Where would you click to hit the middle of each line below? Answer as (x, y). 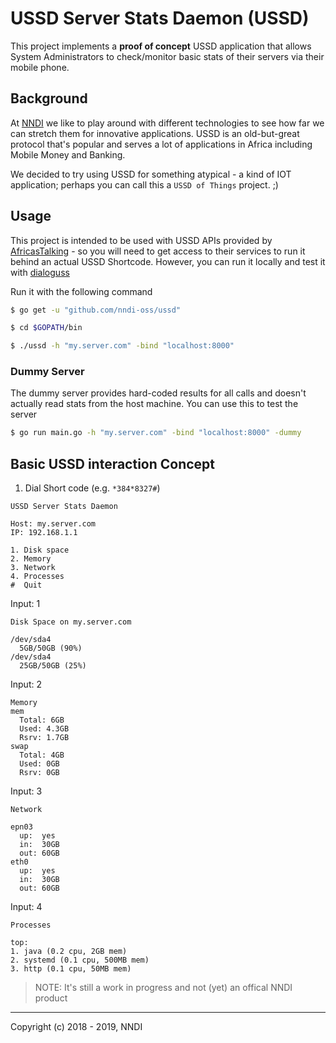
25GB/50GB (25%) (53, 666)
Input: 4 (26, 907)
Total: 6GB (42, 720)
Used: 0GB (39, 764)
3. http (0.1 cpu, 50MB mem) (71, 969)
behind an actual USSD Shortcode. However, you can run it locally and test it (168, 261)
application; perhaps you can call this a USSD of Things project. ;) (144, 184)
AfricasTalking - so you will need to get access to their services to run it (158, 251)
